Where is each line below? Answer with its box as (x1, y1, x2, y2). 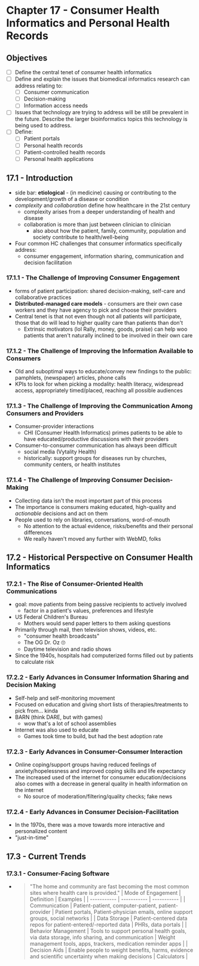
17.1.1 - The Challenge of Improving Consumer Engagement (6, 273, 180, 282)
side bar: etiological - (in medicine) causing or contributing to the (14, 189, 177, 196)
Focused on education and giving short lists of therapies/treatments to (14, 700, 188, 708)
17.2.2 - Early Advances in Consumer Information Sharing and (6, 674, 189, 682)
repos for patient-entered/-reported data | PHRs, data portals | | (29, 921, 187, 928)
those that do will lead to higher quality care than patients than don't (14, 319, 183, 326)
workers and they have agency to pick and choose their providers (14, 306, 177, 313)
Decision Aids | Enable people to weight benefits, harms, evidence (29, 946, 194, 953)
